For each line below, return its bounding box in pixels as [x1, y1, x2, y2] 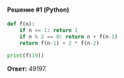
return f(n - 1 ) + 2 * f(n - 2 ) [19, 40, 99, 47]
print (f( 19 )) [7, 52, 45, 59]
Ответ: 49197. [7, 64, 47, 73]
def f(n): [7, 21, 36, 27]
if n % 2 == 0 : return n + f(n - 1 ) [19, 33, 118, 40]
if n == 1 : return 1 [19, 27, 78, 34]
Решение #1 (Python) [7, 5, 70, 14]
